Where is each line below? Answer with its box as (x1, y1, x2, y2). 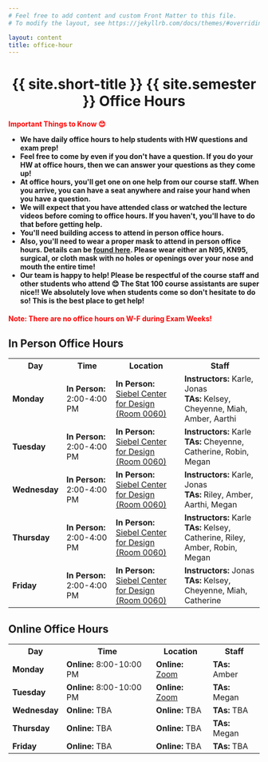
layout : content (8, 34, 62, 42)
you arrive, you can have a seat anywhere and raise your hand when (19, 185, 250, 196)
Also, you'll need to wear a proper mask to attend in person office (19, 236, 242, 246)
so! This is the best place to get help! (19, 296, 145, 306)
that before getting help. (19, 220, 103, 229)
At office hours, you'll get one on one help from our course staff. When (19, 177, 259, 187)
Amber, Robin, (184, 542, 238, 554)
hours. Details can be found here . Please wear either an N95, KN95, (19, 245, 249, 255)
